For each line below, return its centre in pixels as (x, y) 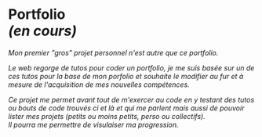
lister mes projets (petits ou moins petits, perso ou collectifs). (107, 116)
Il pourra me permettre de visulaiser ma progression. (93, 124)
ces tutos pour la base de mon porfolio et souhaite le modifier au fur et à (126, 76)
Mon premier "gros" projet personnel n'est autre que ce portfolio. (113, 52)
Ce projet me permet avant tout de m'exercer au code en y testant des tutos (131, 99)
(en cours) (42, 31)
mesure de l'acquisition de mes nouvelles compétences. (99, 85)
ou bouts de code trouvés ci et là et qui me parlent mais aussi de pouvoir (126, 108)
